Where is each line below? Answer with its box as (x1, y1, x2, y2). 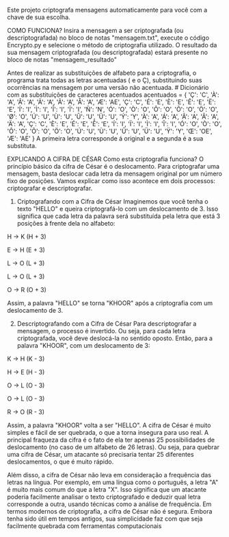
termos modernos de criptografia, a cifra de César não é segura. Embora (7, 508, 213, 515)
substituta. (7, 142, 38, 150)
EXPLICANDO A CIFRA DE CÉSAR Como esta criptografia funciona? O (7, 155, 204, 163)
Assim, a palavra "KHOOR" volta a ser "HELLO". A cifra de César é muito (7, 421, 211, 429)
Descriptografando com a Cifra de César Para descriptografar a (16, 320, 197, 328)
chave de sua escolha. (7, 13, 70, 21)
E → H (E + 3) (7, 246, 46, 254)
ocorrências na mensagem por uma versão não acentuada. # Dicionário (7, 84, 209, 91)
